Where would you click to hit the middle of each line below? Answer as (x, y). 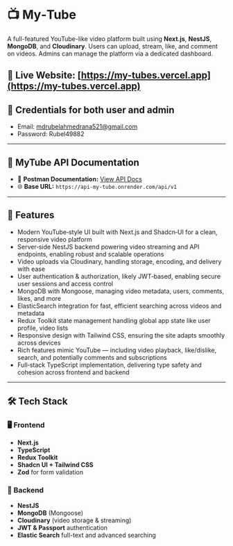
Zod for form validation (50, 472)
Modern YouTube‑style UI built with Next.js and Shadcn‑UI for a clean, (117, 232)
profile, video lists (43, 328)
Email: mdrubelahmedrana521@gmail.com (77, 126)
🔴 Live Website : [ (44, 75)
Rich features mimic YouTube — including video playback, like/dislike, (117, 350)
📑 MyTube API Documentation (74, 162)
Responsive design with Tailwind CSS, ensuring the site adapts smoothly (121, 335)
